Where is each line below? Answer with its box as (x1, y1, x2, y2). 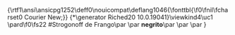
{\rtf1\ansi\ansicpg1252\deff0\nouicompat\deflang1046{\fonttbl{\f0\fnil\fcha (7, 6, 229, 14)
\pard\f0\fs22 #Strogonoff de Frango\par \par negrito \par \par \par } (7, 21, 207, 28)
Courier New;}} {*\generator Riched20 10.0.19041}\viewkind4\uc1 (24, 13, 213, 21)
